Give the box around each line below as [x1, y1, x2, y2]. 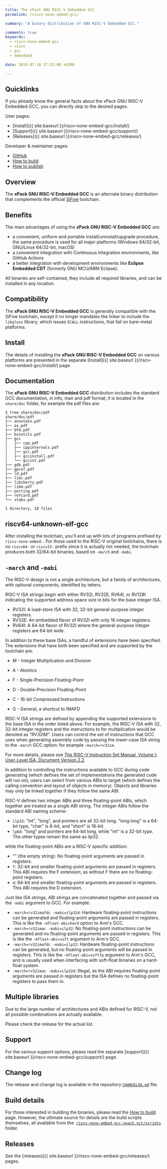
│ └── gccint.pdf [5, 458, 46, 463]
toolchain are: [5, 648, 33, 654]
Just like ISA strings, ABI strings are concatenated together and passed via [5, 895, 159, 900]
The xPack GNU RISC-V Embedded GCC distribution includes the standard [5, 390, 160, 396]
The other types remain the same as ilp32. [12, 834, 100, 839]
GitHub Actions [12, 255, 44, 261]
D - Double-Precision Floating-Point [12, 687, 86, 692]
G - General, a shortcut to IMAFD [12, 706, 80, 712]
